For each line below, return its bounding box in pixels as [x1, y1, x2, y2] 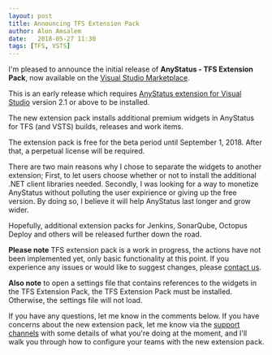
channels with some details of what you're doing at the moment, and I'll [8, 328, 248, 338]
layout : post [8, 11, 53, 20]
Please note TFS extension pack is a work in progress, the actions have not [8, 245, 261, 255]
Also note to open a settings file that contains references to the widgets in [8, 278, 257, 288]
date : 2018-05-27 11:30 [8, 34, 96, 43]
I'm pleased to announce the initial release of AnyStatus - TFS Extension [8, 64, 254, 74]
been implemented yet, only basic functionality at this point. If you [8, 253, 230, 264]
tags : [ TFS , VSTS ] [8, 42, 71, 50]
